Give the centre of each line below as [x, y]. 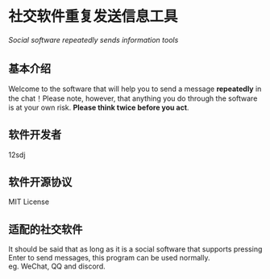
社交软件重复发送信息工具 [93, 17]
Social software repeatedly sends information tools [93, 40]
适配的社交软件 [46, 229]
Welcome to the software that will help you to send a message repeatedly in [135, 89]
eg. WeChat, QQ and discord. [57, 266]
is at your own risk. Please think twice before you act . [99, 107]
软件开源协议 [40, 182]
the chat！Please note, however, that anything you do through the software [133, 98]
